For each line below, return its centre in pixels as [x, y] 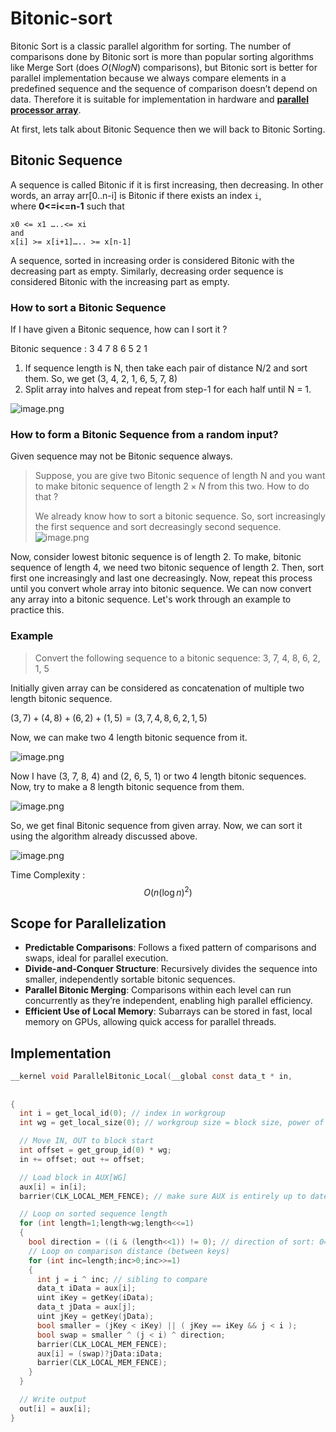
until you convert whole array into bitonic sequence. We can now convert [161, 589]
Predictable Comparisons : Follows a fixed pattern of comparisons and [170, 948]
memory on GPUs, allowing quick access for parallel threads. [150, 1022]
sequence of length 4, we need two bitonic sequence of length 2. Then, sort [167, 568]
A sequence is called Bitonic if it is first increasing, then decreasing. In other [167, 184]
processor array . [46, 109]
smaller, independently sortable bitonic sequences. [130, 979]
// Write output [53, 1400]
